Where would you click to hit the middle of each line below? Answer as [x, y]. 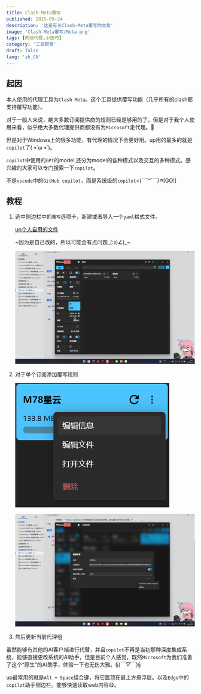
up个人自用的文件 [36, 230]
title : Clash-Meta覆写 [33, 13]
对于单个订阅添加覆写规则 [46, 374]
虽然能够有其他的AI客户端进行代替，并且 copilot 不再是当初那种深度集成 [94, 650]
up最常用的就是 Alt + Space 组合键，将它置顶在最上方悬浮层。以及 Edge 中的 [98, 677]
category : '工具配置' [31, 44]
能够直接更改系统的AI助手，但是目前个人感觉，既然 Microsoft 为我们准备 [104, 657]
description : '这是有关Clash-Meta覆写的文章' [60, 25]
